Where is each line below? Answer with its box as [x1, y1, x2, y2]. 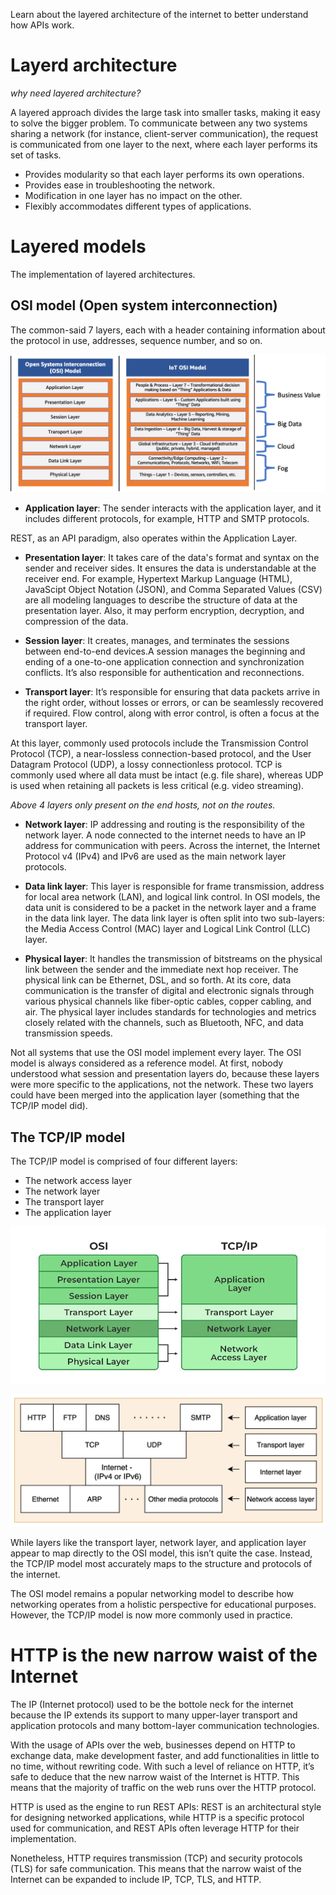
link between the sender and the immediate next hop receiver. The [24, 964, 299, 976]
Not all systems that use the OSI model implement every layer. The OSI [10, 1047, 302, 1059]
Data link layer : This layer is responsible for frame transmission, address [24, 880, 325, 893]
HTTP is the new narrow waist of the [10, 1644, 318, 1667]
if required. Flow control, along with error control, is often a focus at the [24, 707, 320, 719]
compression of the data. [24, 615, 129, 628]
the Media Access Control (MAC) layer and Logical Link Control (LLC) [24, 923, 311, 935]
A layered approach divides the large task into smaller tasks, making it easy [10, 106, 321, 118]
